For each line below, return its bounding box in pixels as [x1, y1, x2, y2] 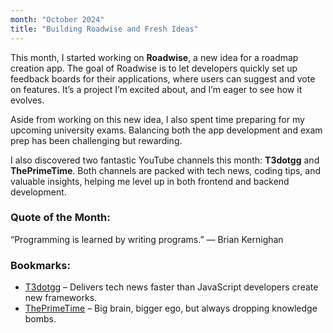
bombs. [24, 313, 57, 325]
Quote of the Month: [10, 211, 111, 225]
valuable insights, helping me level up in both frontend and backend [10, 175, 290, 187]
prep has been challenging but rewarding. [10, 134, 183, 146]
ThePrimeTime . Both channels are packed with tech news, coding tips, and [10, 164, 322, 176]
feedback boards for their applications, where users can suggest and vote [10, 72, 316, 85]
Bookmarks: [10, 258, 71, 272]
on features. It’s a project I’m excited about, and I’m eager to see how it [10, 83, 303, 95]
